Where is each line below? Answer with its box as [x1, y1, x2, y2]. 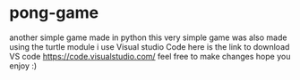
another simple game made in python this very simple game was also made [9, 32, 287, 43]
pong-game [9, 3, 99, 23]
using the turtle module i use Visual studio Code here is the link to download [9, 41, 290, 52]
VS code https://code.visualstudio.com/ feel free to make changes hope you [9, 51, 291, 61]
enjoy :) [9, 60, 38, 71]
